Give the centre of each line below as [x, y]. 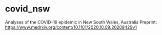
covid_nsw [28, 9]
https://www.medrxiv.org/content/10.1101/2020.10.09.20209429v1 [71, 27]
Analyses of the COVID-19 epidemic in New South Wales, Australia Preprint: [81, 22]
